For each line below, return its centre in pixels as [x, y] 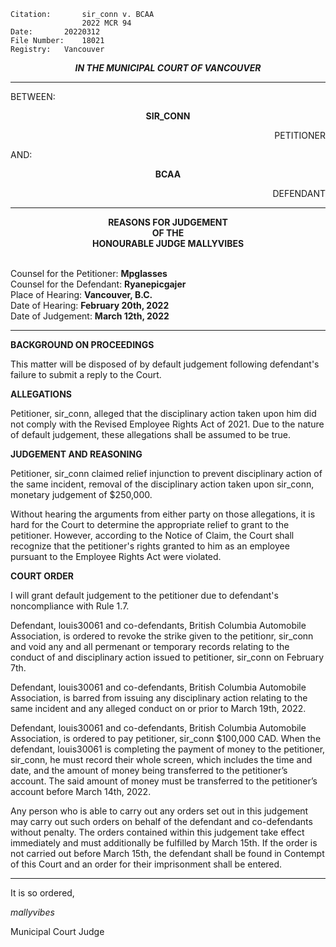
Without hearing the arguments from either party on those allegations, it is [163, 514]
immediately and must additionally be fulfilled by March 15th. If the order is [164, 843]
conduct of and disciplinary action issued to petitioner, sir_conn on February [167, 657]
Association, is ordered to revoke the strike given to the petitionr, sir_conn [162, 636]
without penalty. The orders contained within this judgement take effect [157, 832]
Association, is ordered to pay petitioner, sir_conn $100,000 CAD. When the [166, 738]
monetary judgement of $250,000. [81, 494]
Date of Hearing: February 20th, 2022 [90, 305]
